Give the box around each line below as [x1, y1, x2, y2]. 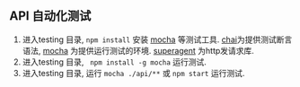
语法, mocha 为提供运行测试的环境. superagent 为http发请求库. [22, 45, 254, 56]
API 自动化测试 [9, 8, 92, 24]
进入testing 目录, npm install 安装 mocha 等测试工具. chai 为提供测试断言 [22, 34, 293, 45]
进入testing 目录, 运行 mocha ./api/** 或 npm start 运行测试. [22, 67, 245, 78]
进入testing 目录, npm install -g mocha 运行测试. [22, 57, 207, 67]
